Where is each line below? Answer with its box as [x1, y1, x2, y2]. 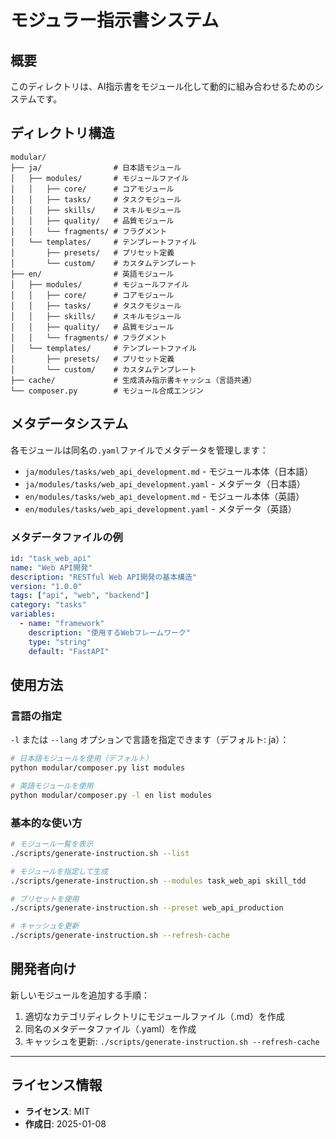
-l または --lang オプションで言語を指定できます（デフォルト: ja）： [10, 734, 290, 746]
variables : [10, 609, 56, 620]
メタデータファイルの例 [10, 530, 123, 544]
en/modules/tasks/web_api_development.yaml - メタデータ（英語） [24, 502, 297, 515]
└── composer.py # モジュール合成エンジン [10, 386, 204, 396]
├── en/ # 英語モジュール [10, 269, 175, 279]
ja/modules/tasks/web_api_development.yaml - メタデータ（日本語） [24, 477, 306, 490]
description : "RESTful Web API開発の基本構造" [10, 572, 198, 582]
